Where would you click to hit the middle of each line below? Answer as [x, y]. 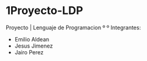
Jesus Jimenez [34, 46]
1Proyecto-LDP [44, 11]
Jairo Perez [29, 52]
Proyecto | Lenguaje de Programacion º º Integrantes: [73, 27]
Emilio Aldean [32, 39]
